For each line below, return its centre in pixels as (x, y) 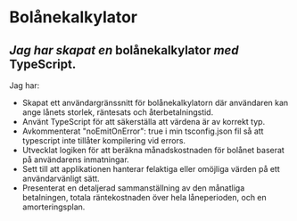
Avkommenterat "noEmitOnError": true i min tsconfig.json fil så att (143, 131)
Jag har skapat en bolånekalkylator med (124, 50)
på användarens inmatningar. (75, 160)
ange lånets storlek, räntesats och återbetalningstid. (118, 112)
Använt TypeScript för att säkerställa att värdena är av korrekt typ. (144, 122)
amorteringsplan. (54, 207)
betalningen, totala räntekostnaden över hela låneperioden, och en (144, 197)
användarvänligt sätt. (61, 178)
